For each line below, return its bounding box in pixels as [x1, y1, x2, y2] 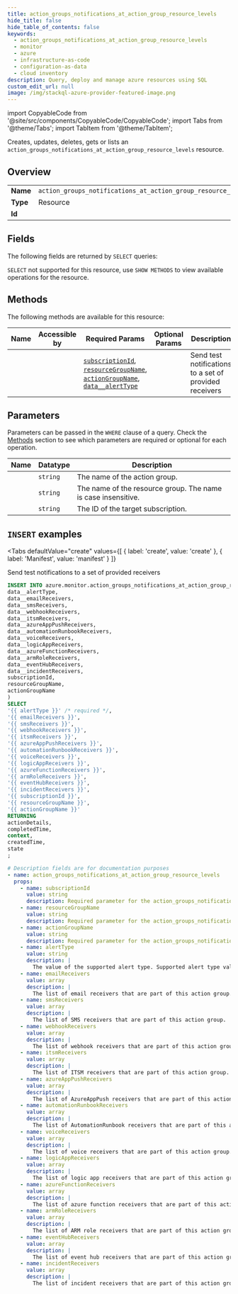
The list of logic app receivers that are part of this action [33, 1174, 223, 1182]
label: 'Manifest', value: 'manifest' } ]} [7, 554, 117, 563]
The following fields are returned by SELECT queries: [7, 252, 158, 260]
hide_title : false [7, 17, 62, 24]
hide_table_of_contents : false [7, 23, 100, 30]
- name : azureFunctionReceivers [20, 1181, 115, 1188]
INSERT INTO [7, 582, 42, 589]
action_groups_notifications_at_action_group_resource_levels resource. [7, 145, 225, 154]
